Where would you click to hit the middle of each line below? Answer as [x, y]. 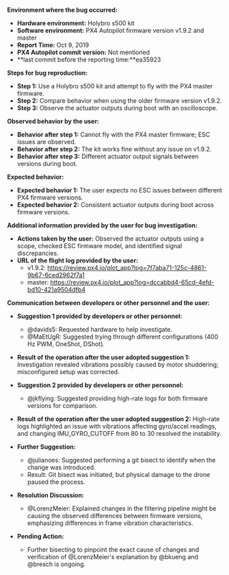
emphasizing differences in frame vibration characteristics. [110, 523]
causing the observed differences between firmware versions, [115, 516]
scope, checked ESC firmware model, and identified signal [99, 246]
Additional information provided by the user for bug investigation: [103, 225]
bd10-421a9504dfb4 [56, 290]
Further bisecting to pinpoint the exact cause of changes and [113, 550]
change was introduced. [61, 467]
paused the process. [56, 482]
